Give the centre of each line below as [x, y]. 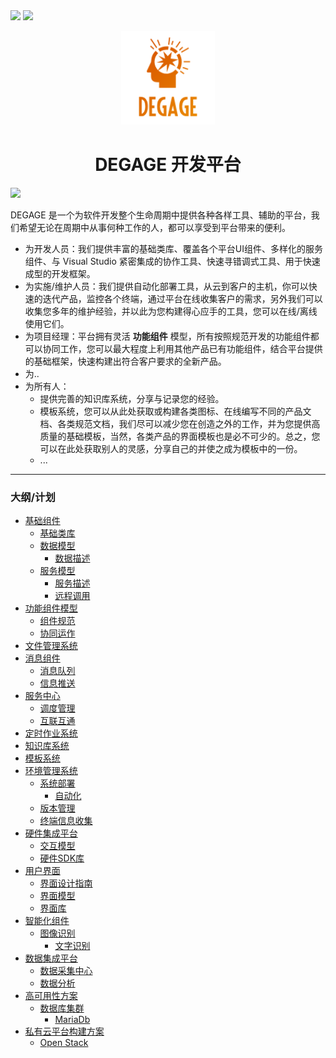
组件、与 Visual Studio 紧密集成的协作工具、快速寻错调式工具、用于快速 [172, 261]
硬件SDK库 [62, 858]
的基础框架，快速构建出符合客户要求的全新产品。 [125, 361]
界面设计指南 [66, 883]
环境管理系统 [51, 771]
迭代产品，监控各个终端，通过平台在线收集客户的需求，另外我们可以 [182, 298]
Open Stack [64, 1043]
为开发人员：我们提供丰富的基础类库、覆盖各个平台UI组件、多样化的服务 [173, 248]
